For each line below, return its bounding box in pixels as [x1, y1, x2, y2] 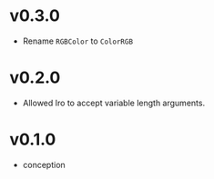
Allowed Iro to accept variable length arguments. [22, 97, 206, 108]
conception [22, 159, 66, 170]
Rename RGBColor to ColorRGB [22, 35, 134, 46]
